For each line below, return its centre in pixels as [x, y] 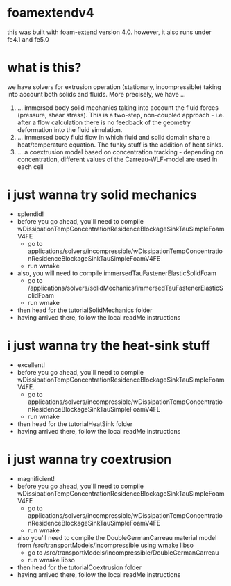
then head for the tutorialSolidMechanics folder [85, 310]
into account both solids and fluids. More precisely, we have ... [96, 94]
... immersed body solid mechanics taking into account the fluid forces [118, 107]
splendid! [31, 214]
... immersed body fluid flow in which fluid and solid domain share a [114, 137]
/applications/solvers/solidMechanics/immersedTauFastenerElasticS [125, 288]
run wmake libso [51, 560]
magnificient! [36, 478]
